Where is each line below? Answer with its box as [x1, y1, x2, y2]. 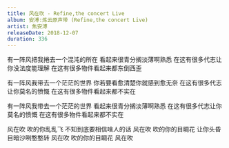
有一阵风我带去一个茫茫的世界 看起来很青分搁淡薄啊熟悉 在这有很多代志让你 [7, 102, 222, 110]
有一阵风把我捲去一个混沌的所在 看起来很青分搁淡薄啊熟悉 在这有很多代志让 [7, 56, 222, 64]
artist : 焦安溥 [7, 23, 48, 30]
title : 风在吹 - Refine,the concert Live [7, 10, 125, 17]
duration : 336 [7, 36, 48, 43]
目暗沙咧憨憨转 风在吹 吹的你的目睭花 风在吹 [7, 134, 133, 142]
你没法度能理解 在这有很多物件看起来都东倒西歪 [7, 64, 142, 72]
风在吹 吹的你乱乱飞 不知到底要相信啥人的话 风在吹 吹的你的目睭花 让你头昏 [7, 125, 221, 134]
